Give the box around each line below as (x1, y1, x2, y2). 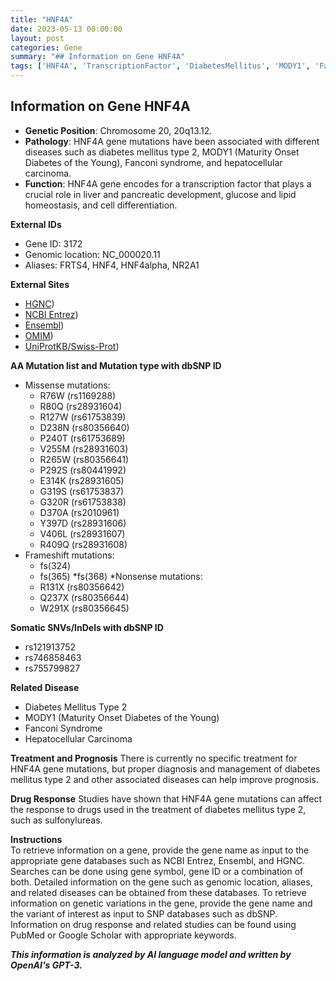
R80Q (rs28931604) (39, 400, 123, 412)
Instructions (10, 833, 63, 845)
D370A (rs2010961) (39, 506, 120, 518)
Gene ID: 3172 (24, 237, 83, 250)
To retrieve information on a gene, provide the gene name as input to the (10, 844, 310, 856)
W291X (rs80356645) (39, 602, 130, 614)
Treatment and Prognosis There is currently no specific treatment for (10, 752, 298, 764)
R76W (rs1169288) (39, 389, 117, 401)
